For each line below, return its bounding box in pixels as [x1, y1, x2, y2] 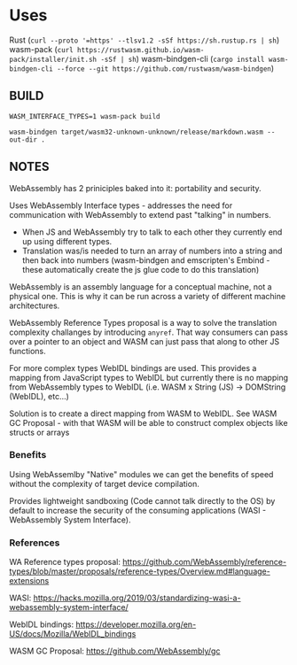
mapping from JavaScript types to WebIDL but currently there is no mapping [9, 372, 288, 383]
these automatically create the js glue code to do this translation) [21, 264, 260, 275]
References [9, 537, 60, 549]
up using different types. [21, 236, 113, 246]
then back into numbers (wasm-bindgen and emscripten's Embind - [21, 254, 270, 266]
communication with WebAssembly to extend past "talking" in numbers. [9, 209, 272, 220]
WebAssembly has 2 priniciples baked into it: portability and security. [9, 182, 262, 193]
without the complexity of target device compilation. [9, 478, 199, 489]
